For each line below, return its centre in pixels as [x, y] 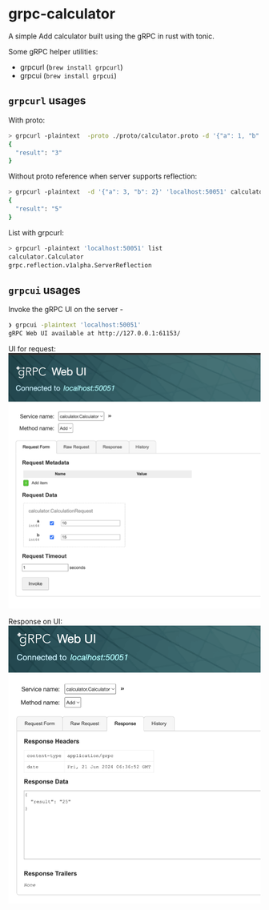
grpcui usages [45, 290]
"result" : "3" [39, 153]
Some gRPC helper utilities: [53, 51]
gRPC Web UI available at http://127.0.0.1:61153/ [94, 334]
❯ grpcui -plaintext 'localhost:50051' [75, 325]
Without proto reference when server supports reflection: [103, 176]
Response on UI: [35, 622]
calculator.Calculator [46, 257]
